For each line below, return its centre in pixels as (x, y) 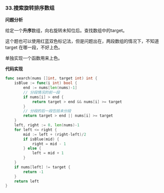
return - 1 (33, 172)
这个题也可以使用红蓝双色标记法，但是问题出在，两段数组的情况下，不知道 (82, 41)
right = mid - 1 (49, 144)
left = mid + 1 (48, 153)
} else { (32, 149)
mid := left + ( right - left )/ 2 (55, 134)
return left (27, 181)
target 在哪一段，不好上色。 (34, 47)
